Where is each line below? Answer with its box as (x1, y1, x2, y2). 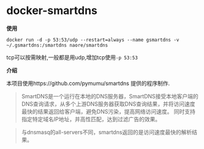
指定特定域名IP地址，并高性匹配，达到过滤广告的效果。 (21, 115, 161, 123)
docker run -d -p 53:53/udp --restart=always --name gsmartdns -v (6, 37, 179, 43)
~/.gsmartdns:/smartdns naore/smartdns (6, 42, 108, 48)
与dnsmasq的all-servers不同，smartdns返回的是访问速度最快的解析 (21, 128, 192, 136)
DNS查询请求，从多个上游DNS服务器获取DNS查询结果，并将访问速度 (21, 100, 195, 107)
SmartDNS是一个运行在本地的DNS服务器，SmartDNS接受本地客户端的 (21, 92, 199, 100)
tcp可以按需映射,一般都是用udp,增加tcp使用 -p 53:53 (6, 53, 138, 61)
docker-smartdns (6, 4, 98, 18)
